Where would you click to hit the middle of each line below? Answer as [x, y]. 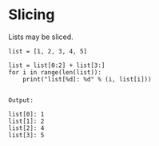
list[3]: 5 [26, 135]
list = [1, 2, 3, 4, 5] [48, 51]
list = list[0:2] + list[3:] [57, 65]
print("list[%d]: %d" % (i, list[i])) [87, 79]
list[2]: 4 [26, 128]
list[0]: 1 [26, 114]
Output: [21, 100]
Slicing [32, 15]
